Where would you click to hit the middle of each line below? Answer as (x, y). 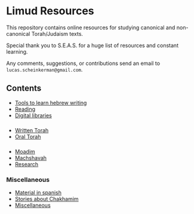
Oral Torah (28, 137)
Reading (25, 109)
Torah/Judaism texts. (57, 33)
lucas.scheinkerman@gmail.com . (44, 69)
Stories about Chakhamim (47, 199)
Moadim (25, 151)
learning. (17, 51)
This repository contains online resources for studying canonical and (91, 27)
